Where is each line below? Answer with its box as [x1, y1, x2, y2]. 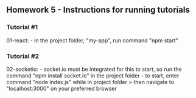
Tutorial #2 [6, 51, 40, 60]
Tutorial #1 [6, 23, 38, 31]
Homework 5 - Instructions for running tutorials [6, 5, 190, 15]
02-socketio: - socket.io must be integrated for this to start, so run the [6, 65, 182, 73]
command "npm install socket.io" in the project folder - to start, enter [6, 72, 180, 79]
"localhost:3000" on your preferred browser [6, 85, 117, 92]
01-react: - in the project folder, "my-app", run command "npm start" [6, 36, 178, 44]
